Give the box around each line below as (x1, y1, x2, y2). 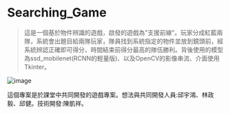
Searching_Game (7, 5, 107, 21)
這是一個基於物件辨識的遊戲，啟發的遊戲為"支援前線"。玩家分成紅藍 (23, 28, 217, 36)
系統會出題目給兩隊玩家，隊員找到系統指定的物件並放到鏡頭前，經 (36, 36, 224, 45)
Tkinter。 (23, 62, 51, 71)
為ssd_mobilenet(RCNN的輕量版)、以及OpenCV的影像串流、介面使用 (23, 54, 220, 62)
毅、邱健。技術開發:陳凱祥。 (7, 99, 88, 107)
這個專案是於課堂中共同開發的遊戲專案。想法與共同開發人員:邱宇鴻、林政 (7, 91, 215, 99)
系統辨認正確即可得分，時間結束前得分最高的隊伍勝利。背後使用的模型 (23, 45, 224, 54)
